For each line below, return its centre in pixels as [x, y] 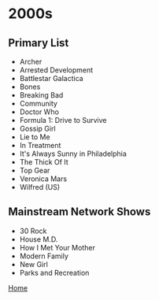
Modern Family [44, 256]
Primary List [39, 43]
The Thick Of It [44, 162]
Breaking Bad [41, 95]
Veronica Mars [43, 179]
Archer [31, 61]
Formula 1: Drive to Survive [63, 120]
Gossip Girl [38, 128]
